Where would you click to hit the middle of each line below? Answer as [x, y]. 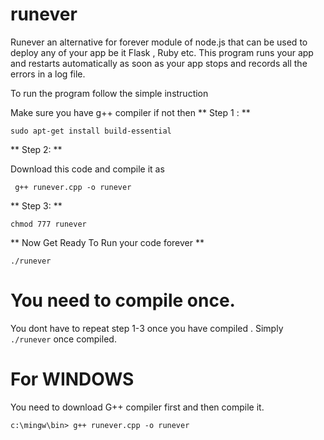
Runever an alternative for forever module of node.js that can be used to [159, 42]
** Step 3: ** [36, 205]
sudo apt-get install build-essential [91, 131]
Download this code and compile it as [87, 169]
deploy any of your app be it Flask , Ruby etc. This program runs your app [162, 52]
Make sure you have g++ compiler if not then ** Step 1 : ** [130, 112]
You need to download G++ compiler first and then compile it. [137, 407]
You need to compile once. [123, 300]
